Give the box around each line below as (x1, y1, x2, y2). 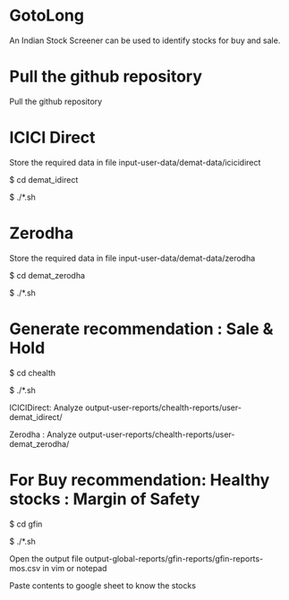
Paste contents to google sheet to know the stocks (9, 579, 197, 591)
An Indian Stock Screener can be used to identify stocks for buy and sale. (9, 35, 281, 46)
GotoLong (9, 5, 85, 26)
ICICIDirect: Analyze (9, 402, 83, 413)
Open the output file (9, 553, 83, 564)
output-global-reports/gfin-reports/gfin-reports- (84, 553, 264, 564)
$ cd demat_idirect (9, 174, 79, 184)
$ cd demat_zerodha (9, 270, 86, 280)
